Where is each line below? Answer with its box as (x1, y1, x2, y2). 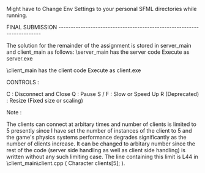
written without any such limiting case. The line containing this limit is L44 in (6, 153, 199, 160)
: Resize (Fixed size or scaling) (6, 97, 84, 104)
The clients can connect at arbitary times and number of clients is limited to (6, 120, 197, 128)
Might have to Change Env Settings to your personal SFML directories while (6, 6, 197, 12)
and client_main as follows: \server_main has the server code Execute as (6, 48, 190, 56)
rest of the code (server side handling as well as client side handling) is (6, 147, 185, 153)
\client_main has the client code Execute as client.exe (6, 67, 141, 74)
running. (6, 12, 28, 19)
